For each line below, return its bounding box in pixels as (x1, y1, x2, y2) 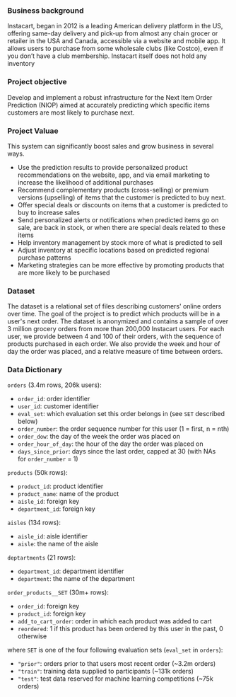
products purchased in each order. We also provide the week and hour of (7, 340, 220, 348)
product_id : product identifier (17, 482, 104, 490)
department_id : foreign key (17, 505, 95, 513)
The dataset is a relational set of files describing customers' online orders (7, 302, 222, 311)
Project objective (7, 77, 67, 87)
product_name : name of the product (17, 490, 119, 498)
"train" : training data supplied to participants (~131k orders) (17, 667, 194, 676)
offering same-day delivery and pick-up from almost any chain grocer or (7, 29, 218, 38)
